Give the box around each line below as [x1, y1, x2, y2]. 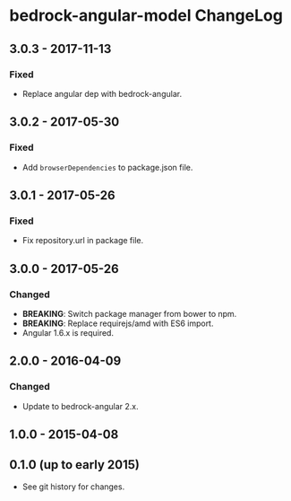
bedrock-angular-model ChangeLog [9, 5, 284, 26]
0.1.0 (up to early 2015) [9, 457, 141, 472]
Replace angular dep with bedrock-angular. [21, 88, 182, 99]
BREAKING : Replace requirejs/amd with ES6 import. [21, 318, 214, 329]
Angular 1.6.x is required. [21, 327, 115, 338]
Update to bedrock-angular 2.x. [21, 400, 139, 411]
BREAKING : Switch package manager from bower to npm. [21, 308, 237, 319]
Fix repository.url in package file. [21, 235, 144, 246]
